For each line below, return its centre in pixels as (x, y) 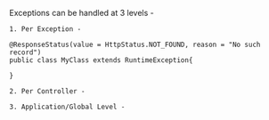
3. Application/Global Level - (67, 107)
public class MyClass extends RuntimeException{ (101, 60)
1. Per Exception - (45, 29)
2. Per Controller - (48, 92)
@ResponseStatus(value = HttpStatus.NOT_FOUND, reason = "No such (135, 44)
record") (25, 52)
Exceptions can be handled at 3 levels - (82, 13)
